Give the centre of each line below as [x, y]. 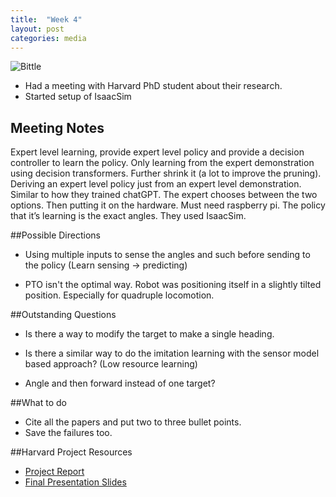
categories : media [48, 38]
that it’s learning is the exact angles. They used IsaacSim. [128, 216]
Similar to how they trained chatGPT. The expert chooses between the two [164, 195]
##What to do [38, 403]
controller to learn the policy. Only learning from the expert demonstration [162, 163]
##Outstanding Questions [63, 315]
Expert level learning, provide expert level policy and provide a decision [157, 152]
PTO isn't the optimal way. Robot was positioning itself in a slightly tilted [173, 285]
